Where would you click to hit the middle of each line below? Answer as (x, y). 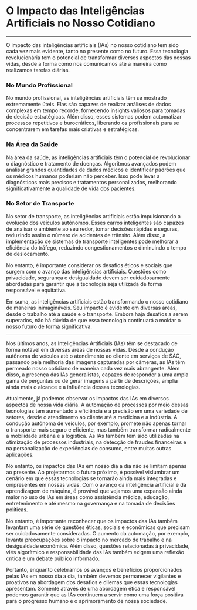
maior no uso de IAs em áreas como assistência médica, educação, (88, 497)
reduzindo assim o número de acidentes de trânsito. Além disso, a (86, 235)
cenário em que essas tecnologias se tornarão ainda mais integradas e (91, 478)
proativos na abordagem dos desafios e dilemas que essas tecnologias (92, 582)
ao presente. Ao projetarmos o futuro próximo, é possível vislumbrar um (93, 472)
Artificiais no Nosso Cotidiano (81, 23)
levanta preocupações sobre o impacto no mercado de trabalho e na (89, 540)
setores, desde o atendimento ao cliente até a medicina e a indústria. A (92, 417)
